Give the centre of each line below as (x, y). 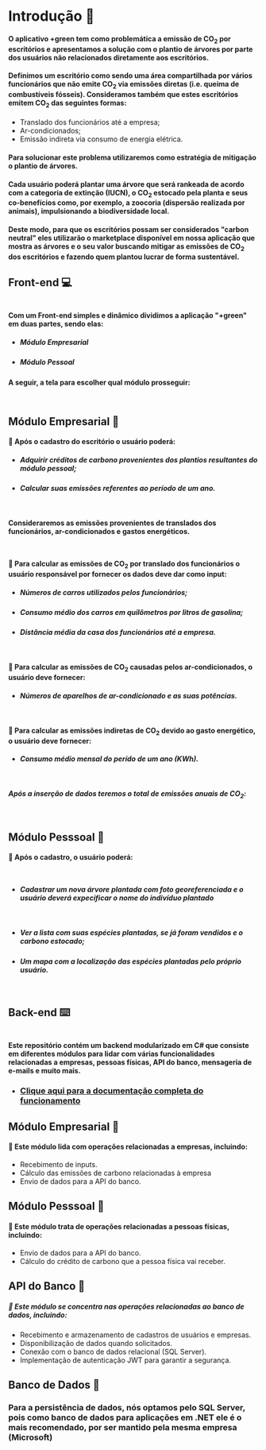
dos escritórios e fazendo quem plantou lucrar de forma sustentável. (124, 257)
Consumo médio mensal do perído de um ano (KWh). (109, 759)
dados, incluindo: (38, 1315)
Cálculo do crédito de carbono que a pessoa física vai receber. (123, 1261)
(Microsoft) (31, 1437)
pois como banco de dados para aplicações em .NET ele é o (125, 1417)
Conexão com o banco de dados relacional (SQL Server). (113, 1352)
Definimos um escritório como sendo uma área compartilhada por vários (130, 75)
